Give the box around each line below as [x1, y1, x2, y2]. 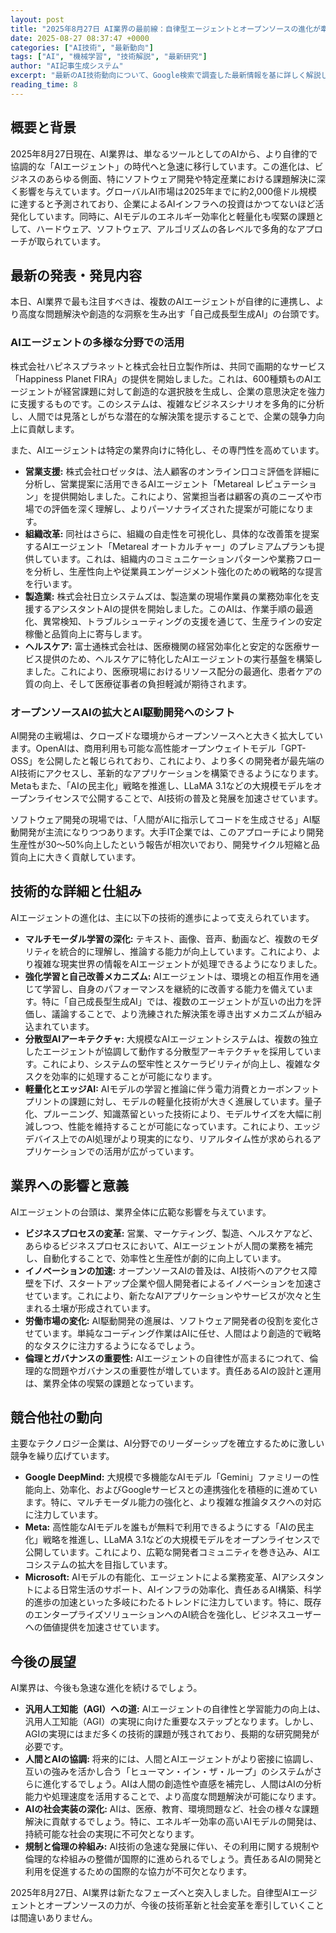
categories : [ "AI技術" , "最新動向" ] [10, 42, 154, 53]
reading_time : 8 [10, 80, 78, 90]
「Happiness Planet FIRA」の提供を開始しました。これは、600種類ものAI [10, 372, 313, 385]
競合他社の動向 [10, 1409, 103, 1426]
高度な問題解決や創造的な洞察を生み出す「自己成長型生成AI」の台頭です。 [18, 308, 325, 320]
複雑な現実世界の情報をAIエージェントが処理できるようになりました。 [33, 957, 323, 970]
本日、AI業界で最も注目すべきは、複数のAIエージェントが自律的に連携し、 [10, 296, 316, 308]
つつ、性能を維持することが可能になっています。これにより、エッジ [41, 1120, 321, 1132]
